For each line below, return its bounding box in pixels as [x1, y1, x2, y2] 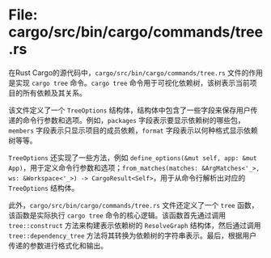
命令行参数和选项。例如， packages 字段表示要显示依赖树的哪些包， [22, 115, 245, 125]
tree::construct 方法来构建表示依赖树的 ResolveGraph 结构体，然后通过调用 [8, 220, 261, 230]
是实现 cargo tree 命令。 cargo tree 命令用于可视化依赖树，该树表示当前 [8, 78, 250, 87]
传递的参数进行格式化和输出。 [8, 240, 108, 250]
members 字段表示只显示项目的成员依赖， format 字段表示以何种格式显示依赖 [8, 125, 258, 135]
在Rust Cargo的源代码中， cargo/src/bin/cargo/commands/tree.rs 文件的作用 [8, 67, 263, 78]
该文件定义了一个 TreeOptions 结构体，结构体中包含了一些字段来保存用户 [8, 105, 251, 115]
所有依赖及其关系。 [22, 87, 87, 98]
